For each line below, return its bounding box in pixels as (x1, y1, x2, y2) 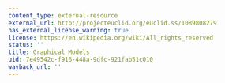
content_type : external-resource (8, 11, 118, 20)
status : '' (8, 41, 44, 49)
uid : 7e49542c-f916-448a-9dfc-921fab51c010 (8, 56, 154, 64)
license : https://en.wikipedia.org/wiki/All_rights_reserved (8, 33, 214, 42)
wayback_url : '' (8, 63, 62, 71)
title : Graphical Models (8, 48, 90, 56)
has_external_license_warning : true (8, 26, 129, 34)
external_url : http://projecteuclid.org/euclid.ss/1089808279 (8, 19, 217, 27)
